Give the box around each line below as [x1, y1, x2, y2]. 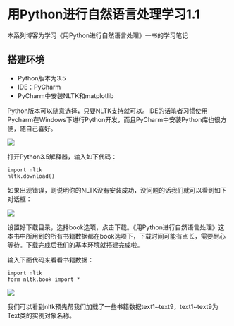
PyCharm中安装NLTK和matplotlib [17, 91, 114, 99]
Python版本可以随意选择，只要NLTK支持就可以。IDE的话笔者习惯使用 [7, 107, 208, 115]
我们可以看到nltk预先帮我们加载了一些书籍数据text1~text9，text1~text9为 [7, 302, 218, 310]
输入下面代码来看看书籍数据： [7, 255, 94, 264]
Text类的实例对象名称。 [7, 311, 76, 320]
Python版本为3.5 [17, 73, 66, 82]
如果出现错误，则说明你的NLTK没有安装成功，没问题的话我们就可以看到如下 [7, 186, 227, 194]
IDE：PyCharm [17, 83, 61, 91]
